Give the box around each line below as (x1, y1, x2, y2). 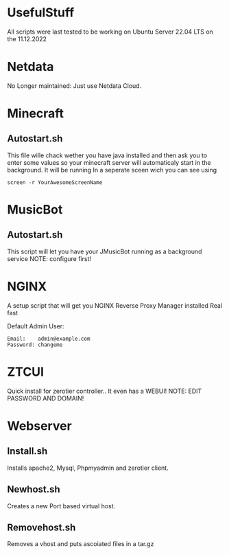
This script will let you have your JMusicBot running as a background (7, 247, 202, 256)
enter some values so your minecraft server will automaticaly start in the (7, 158, 211, 166)
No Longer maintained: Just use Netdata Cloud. (7, 81, 142, 90)
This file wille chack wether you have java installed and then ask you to (7, 151, 208, 159)
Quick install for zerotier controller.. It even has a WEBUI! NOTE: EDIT (7, 387, 202, 395)
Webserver (7, 418, 72, 433)
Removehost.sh (7, 521, 76, 533)
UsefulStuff (7, 5, 75, 21)
